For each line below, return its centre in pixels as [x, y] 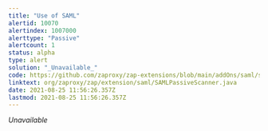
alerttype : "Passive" [44, 38]
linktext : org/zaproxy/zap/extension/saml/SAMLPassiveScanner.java [123, 82]
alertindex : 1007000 [43, 30]
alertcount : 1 [32, 46]
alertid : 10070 [33, 23]
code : [17, 75]
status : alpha [32, 53]
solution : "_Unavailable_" [53, 68]
